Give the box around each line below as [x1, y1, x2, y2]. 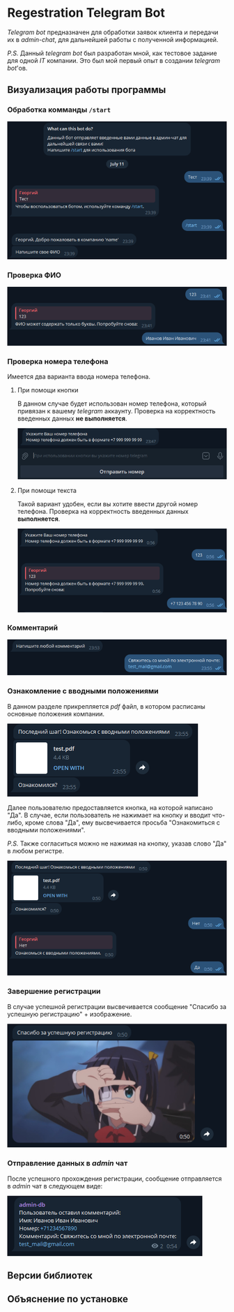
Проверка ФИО [7, 270, 61, 280]
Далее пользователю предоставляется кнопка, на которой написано [7, 803, 214, 811]
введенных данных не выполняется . [17, 414, 127, 423]
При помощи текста [17, 487, 77, 495]
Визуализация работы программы [7, 84, 166, 96]
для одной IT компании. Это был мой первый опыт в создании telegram [7, 56, 221, 64]
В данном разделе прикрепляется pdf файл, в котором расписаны [7, 702, 205, 710]
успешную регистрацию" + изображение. [7, 1010, 132, 1018]
